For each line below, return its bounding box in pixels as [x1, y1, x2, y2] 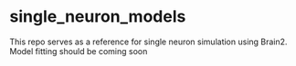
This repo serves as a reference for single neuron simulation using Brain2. [9, 36, 288, 47]
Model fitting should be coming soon [9, 45, 148, 56]
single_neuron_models [9, 6, 186, 27]
